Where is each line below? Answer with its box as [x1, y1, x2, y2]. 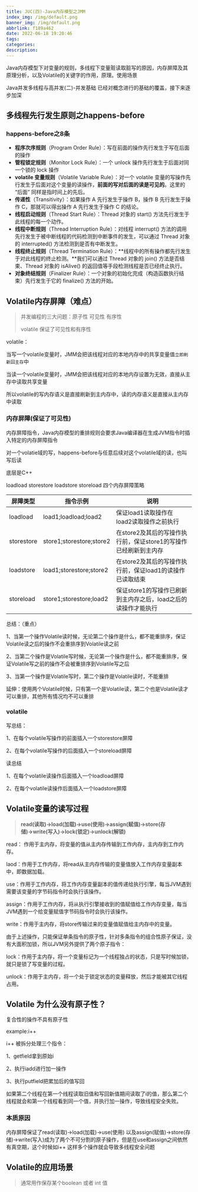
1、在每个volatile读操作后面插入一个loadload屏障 [6, 772, 124, 779]
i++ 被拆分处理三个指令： [6, 1040, 68, 1047]
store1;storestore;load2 [43, 595, 108, 603]
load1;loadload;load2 [43, 512, 102, 521]
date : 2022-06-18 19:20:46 [6, 31, 72, 37]
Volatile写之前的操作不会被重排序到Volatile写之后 [11, 660, 130, 667]
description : [6, 47, 38, 53]
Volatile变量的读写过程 [6, 804, 89, 814]
